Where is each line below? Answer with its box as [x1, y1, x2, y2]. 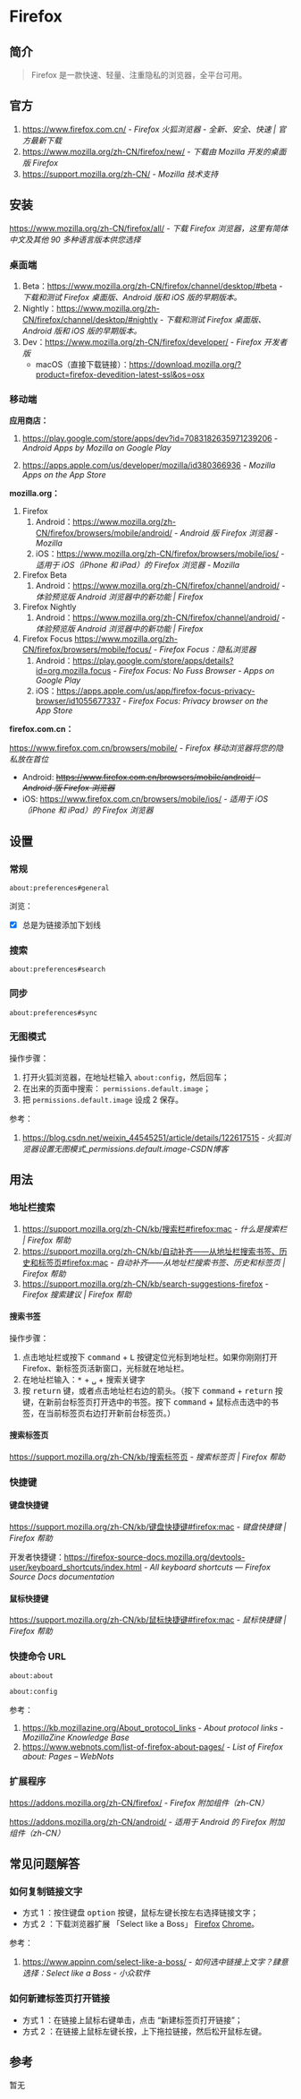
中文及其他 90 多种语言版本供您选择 [9, 234, 141, 245]
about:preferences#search [9, 965, 105, 974]
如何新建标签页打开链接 [9, 1992, 110, 2005]
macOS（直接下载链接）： [35, 358, 130, 369]
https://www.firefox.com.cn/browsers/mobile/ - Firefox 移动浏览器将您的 [9, 743, 276, 753]
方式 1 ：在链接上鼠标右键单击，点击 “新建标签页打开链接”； [21, 2014, 243, 2026]
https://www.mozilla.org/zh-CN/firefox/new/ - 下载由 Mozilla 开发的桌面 [21, 146, 287, 157]
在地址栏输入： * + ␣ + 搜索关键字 [21, 1373, 146, 1385]
